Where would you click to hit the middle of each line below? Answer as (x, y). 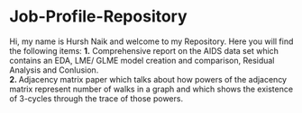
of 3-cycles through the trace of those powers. (96, 98)
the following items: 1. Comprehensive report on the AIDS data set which (144, 50)
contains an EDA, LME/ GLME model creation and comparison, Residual (142, 60)
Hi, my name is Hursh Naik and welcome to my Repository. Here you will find (151, 41)
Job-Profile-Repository (98, 17)
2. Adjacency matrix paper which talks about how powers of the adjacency (148, 79)
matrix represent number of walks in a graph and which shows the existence (151, 89)
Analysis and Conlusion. (54, 70)
